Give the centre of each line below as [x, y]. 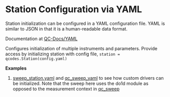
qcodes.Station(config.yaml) [36, 59]
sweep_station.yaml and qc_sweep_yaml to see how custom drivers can [88, 78]
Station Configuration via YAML [74, 9]
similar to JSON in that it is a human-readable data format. [66, 28]
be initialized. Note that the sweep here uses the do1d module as [81, 83]
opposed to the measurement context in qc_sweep [66, 89]
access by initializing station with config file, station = [63, 54]
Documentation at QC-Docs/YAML [41, 39]
